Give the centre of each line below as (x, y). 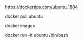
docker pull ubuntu (24, 16)
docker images (20, 26)
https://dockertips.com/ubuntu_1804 (41, 7)
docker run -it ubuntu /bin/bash (37, 35)
